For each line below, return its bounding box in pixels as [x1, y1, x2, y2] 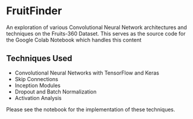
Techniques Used [6, 53, 72, 63]
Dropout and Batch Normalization [14, 88, 97, 95]
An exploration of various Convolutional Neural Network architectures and [6, 24, 187, 31]
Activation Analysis [14, 94, 62, 101]
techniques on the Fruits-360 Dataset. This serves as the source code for [6, 30, 186, 37]
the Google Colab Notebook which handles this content [6, 36, 142, 43]
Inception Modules [14, 82, 61, 89]
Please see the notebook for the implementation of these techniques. [6, 105, 175, 113]
